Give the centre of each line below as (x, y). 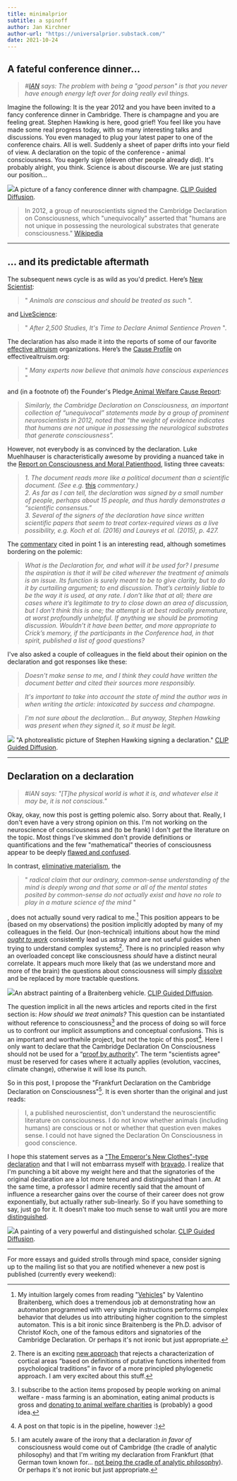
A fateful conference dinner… (74, 69)
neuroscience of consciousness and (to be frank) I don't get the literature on (119, 829)
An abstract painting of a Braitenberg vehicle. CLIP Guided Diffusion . (114, 993)
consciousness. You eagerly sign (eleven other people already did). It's (110, 159)
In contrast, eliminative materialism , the (64, 866)
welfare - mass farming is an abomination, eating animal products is (116, 1397)
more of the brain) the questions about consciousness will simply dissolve (115, 971)
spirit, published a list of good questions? (85, 640)
